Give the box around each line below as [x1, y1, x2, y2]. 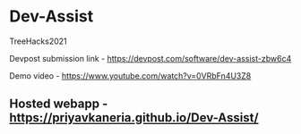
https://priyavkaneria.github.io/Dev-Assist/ [9, 110, 259, 126]
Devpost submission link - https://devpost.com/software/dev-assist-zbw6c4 [9, 53, 292, 63]
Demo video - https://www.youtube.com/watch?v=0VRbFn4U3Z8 [9, 70, 252, 81]
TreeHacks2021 [9, 36, 67, 46]
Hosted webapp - [9, 96, 108, 112]
